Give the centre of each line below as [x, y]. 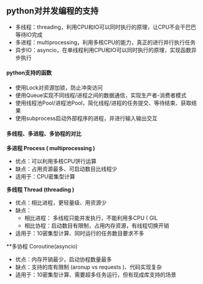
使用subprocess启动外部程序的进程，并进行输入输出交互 [86, 118]
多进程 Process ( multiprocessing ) [51, 148]
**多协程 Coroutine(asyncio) [42, 247]
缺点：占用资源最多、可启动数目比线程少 [66, 169]
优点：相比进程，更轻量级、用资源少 [61, 203]
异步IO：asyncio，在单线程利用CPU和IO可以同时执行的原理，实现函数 [103, 50]
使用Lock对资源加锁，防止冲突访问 [59, 88]
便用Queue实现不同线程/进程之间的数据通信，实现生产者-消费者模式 [101, 95]
